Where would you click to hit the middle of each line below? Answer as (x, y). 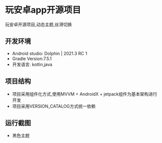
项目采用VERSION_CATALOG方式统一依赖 (54, 106)
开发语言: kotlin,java (32, 64)
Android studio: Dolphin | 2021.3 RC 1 (49, 53)
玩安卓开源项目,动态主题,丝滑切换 (39, 24)
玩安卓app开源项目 (43, 10)
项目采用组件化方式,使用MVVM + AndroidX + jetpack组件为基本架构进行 (85, 94)
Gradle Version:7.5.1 (32, 59)
